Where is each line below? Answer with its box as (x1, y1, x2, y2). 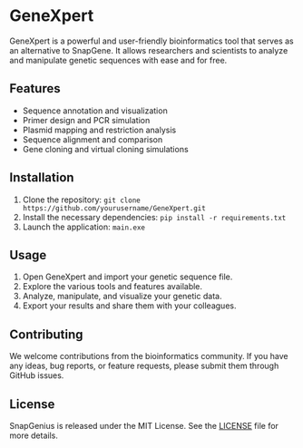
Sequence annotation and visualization (22, 105, 168, 116)
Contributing (9, 326, 83, 342)
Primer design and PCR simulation (22, 114, 151, 125)
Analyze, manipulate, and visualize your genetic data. (22, 291, 222, 302)
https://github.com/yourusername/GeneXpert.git (22, 203, 206, 213)
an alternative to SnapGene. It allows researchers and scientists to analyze (9, 44, 288, 55)
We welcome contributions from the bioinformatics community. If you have (9, 351, 288, 362)
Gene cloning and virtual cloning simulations (22, 143, 189, 154)
